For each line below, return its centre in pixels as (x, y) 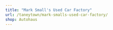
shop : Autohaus (21, 19)
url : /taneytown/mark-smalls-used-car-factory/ (57, 15)
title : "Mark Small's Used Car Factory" (49, 10)
